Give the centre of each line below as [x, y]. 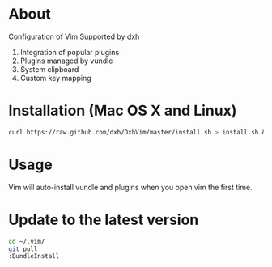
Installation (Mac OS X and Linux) [123, 111]
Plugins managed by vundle [66, 61]
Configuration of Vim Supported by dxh [74, 36]
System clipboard [49, 69]
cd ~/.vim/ [27, 241]
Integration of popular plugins [70, 52]
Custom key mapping [55, 78]
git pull [23, 249]
